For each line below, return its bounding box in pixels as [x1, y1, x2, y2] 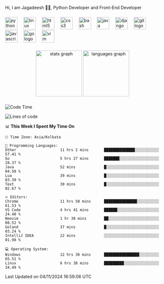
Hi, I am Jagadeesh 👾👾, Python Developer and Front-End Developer [5, 5, 142, 10]
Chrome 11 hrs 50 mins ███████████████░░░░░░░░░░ [5, 199, 160, 204]
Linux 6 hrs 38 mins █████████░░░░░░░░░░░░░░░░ [5, 260, 160, 265]
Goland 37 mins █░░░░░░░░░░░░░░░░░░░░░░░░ [5, 224, 160, 230]
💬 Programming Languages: [5, 143, 58, 148]
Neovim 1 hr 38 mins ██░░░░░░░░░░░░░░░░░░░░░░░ [5, 216, 160, 221]
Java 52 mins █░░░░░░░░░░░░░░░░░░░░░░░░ [5, 165, 160, 169]
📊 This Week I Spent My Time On [5, 123, 75, 129]
